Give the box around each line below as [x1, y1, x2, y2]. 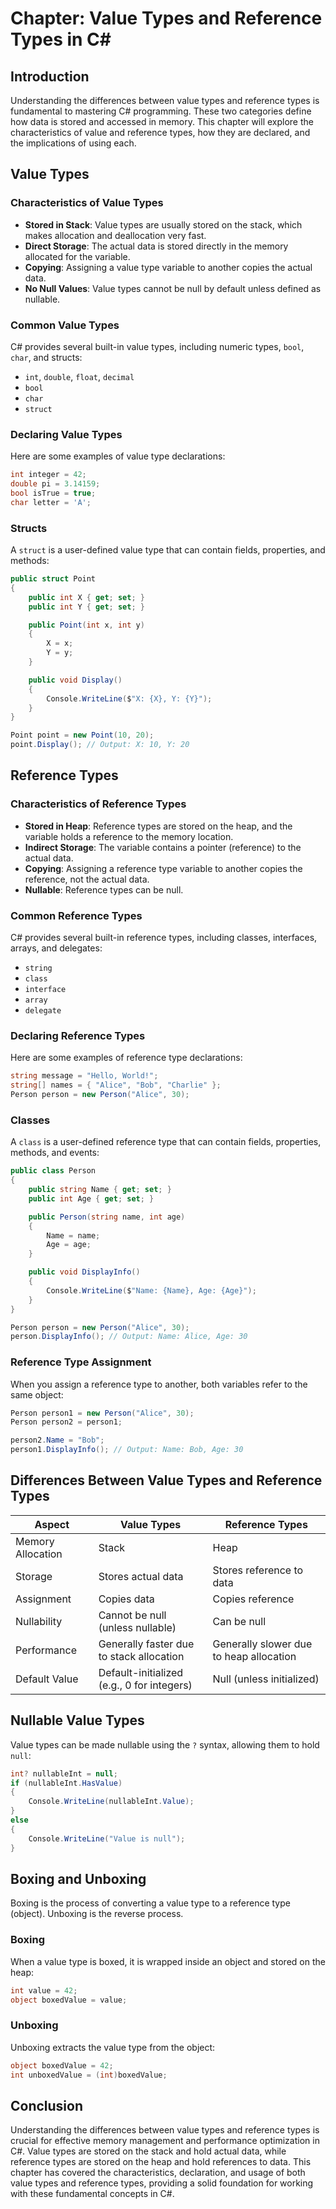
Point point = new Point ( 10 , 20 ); [10, 730, 155, 741]
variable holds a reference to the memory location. [24, 830, 234, 842]
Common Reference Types [10, 908, 143, 922]
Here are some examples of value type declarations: [10, 450, 226, 462]
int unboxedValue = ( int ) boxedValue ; [10, 2070, 168, 2080]
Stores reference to [212, 1563, 304, 1577]
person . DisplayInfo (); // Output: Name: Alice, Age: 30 [10, 1332, 248, 1342]
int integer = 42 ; [10, 470, 87, 480]
